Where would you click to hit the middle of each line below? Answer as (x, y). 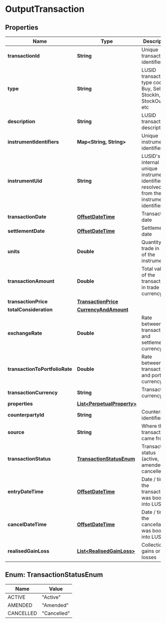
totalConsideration (30, 310)
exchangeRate (25, 333)
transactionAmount (31, 281)
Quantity (151, 242)
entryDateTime (25, 492)
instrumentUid (25, 181)
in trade (150, 287)
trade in (150, 248)
